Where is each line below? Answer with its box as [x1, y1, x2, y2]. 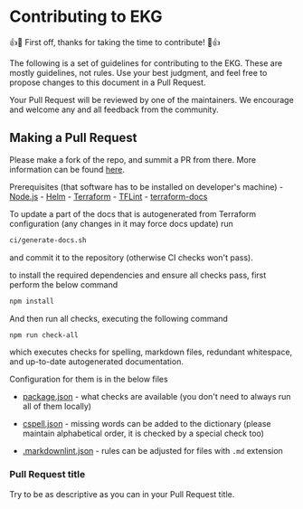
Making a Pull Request [9, 130, 137, 146]
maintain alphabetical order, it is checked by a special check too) [22, 428, 265, 439]
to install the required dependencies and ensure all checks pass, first [9, 269, 267, 280]
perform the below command [9, 278, 118, 290]
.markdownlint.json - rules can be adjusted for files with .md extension [22, 446, 283, 457]
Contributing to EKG [9, 6, 163, 27]
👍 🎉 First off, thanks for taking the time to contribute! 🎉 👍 [9, 36, 221, 47]
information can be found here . [9, 164, 125, 174]
